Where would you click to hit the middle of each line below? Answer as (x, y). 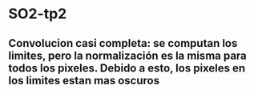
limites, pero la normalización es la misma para (127, 55)
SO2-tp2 (38, 14)
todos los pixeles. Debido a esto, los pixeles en (127, 68)
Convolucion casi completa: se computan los (123, 43)
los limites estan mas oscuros (84, 80)
